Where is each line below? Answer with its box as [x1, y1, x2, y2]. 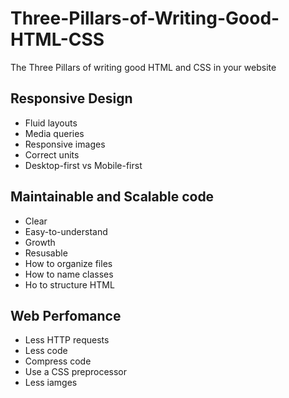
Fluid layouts [24, 117, 78, 129]
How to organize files [24, 257, 113, 269]
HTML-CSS [10, 28, 105, 51]
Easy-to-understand [24, 225, 108, 237]
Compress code [24, 355, 92, 367]
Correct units [24, 148, 80, 161]
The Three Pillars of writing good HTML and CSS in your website [10, 61, 277, 73]
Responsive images [24, 138, 106, 150]
